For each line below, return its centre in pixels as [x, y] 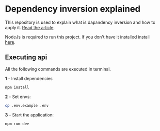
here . [10, 42]
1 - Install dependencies [29, 78]
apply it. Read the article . [30, 27]
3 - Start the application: [30, 115]
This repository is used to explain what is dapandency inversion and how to [80, 22]
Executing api [26, 57]
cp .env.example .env [27, 105]
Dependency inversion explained [73, 9]
